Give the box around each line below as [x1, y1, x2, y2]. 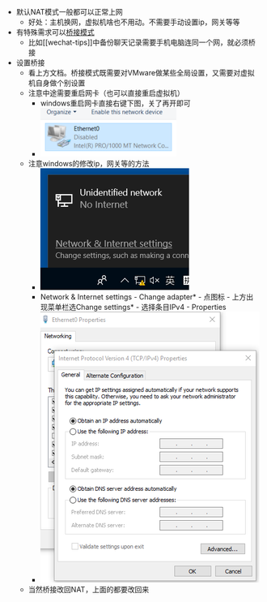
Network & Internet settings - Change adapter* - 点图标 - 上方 [40, 292, 247, 302]
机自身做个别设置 [28, 78, 86, 88]
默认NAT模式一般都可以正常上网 [15, 7, 123, 16]
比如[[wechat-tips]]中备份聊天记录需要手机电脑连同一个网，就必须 [28, 37, 249, 47]
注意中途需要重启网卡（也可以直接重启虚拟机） [28, 88, 184, 97]
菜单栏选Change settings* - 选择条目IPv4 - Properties [47, 303, 227, 312]
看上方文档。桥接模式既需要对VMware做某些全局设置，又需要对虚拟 [28, 68, 255, 77]
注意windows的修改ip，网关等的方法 [28, 159, 150, 168]
